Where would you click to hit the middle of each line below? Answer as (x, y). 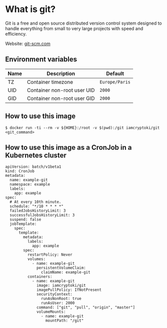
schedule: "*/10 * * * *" (37, 206)
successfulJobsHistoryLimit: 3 (42, 215)
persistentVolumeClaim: (61, 268)
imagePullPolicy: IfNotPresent (69, 290)
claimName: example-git (66, 272)
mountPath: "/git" (64, 321)
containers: (40, 277)
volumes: (36, 259)
